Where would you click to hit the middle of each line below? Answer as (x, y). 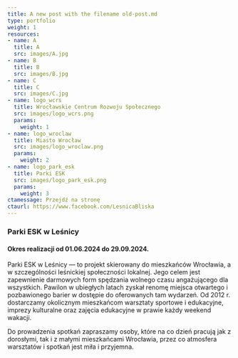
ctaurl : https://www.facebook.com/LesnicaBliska (81, 207)
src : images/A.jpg (41, 54)
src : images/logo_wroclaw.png (58, 147)
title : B (27, 67)
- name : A (22, 41)
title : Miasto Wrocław (47, 140)
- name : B (22, 61)
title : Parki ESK (40, 173)
